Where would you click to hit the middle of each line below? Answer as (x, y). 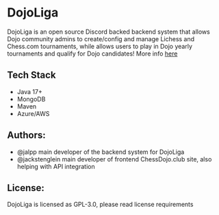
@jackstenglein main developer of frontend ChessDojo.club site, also (114, 159)
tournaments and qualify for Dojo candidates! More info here (92, 54)
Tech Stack (31, 75)
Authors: (26, 135)
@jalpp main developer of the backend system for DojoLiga (101, 152)
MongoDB (31, 99)
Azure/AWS (33, 113)
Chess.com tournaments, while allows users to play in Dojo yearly (100, 46)
